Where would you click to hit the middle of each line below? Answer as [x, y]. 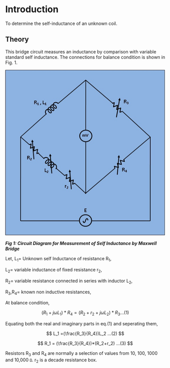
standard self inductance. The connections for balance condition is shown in [85, 57]
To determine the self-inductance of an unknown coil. [61, 23]
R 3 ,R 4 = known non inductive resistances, [48, 292]
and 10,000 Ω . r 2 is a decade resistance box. [51, 360]
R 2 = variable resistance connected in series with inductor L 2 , [69, 281]
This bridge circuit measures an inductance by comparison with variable [81, 51]
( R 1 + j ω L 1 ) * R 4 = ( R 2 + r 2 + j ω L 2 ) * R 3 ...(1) [85, 313]
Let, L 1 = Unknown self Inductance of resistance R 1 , [58, 259]
